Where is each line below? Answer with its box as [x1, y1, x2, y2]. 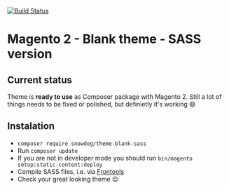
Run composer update [17, 146, 78, 154]
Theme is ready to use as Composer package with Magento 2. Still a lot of [7, 93, 222, 101]
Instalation [7, 120, 55, 133]
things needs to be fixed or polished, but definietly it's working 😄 [7, 100, 196, 108]
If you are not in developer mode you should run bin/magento [17, 154, 193, 162]
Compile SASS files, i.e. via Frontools [17, 167, 125, 175]
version [7, 46, 53, 62]
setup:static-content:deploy [17, 161, 103, 168]
